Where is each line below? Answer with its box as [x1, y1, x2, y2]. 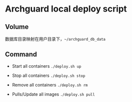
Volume [5, 23, 29, 31]
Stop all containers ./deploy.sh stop [12, 73, 86, 78]
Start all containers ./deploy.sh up [12, 63, 81, 69]
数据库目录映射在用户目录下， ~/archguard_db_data [5, 36, 106, 42]
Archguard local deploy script [5, 3, 127, 15]
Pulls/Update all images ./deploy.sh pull [12, 91, 95, 97]
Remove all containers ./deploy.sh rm [12, 82, 88, 87]
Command [5, 50, 37, 58]
